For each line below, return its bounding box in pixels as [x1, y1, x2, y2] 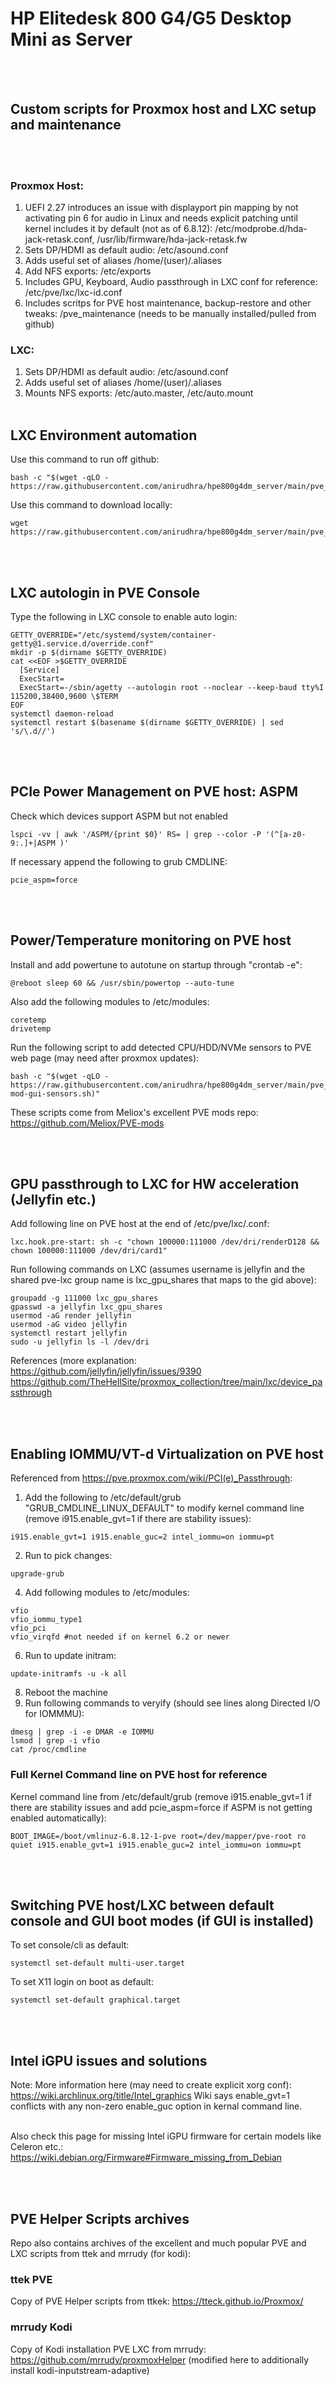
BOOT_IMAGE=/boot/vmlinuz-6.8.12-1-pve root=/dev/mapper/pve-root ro [10, 1831, 307, 1841]
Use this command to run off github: [10, 453, 160, 466]
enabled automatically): [10, 1812, 107, 1824]
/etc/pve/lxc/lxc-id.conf [24, 287, 123, 299]
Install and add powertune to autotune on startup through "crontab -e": [10, 958, 303, 971]
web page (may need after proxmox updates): [10, 1052, 200, 1064]
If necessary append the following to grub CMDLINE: [10, 855, 228, 867]
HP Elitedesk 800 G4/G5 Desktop [10, 7, 292, 30]
